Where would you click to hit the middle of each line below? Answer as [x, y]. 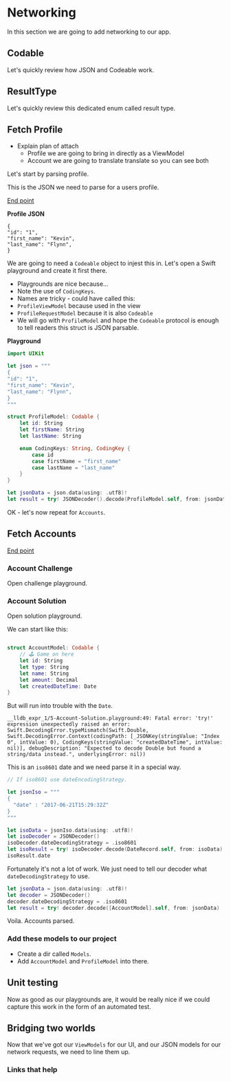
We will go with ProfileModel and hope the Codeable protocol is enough [118, 320]
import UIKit [26, 354]
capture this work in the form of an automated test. [79, 1006]
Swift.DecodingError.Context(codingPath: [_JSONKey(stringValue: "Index [113, 737]
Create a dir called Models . [54, 954]
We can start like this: [38, 629]
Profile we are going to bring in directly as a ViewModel [106, 153]
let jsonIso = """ [33, 792]
